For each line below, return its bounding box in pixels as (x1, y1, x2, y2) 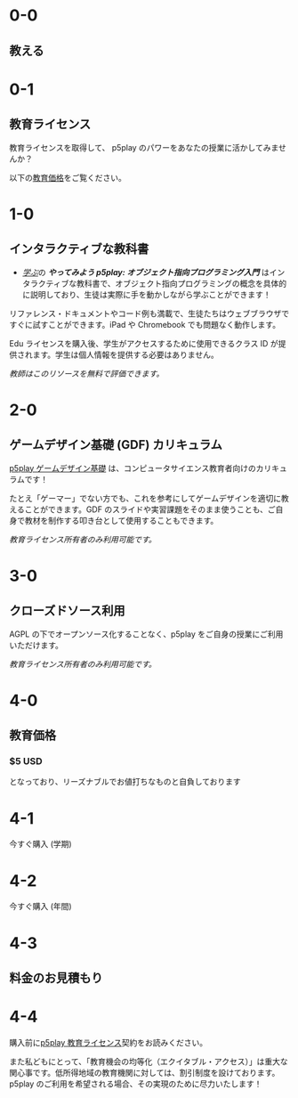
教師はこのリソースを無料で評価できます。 (9, 368, 165, 378)
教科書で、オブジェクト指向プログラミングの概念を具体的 (76, 278, 287, 289)
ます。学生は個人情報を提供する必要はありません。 (32, 349, 220, 360)
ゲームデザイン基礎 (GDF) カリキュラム (9, 437, 222, 452)
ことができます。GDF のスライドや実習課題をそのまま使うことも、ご (24, 504, 276, 515)
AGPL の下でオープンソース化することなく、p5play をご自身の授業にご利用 (9, 629, 284, 639)
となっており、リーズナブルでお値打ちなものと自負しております (9, 777, 242, 787)
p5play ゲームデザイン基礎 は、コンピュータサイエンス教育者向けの (9, 462, 256, 473)
